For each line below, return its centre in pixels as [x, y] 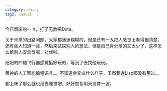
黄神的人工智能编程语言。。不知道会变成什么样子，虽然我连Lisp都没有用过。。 [83, 73]
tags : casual [19, 14]
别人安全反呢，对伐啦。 [38, 52]
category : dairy [22, 10]
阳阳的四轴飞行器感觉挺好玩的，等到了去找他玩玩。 [57, 62]
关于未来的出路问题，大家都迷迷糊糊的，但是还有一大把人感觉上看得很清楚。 [83, 40]
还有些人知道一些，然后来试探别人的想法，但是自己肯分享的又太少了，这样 [81, 45]
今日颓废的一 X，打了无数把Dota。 [41, 29]
